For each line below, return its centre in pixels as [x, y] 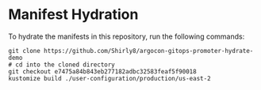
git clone [25, 51]
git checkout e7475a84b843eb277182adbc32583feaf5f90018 [102, 71]
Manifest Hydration [73, 15]
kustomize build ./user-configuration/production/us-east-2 [110, 78]
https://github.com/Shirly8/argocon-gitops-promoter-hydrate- [148, 51]
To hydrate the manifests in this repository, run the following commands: [127, 36]
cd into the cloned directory [65, 65]
